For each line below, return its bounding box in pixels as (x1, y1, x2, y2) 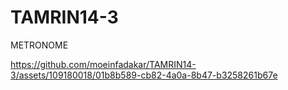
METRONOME (10, 39, 69, 51)
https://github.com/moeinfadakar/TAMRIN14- (10, 58, 197, 70)
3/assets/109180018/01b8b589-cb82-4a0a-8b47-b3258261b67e (10, 69, 278, 81)
